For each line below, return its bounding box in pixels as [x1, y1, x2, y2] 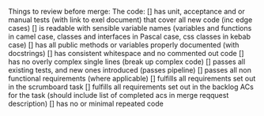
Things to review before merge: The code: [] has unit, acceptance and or [8, 7, 245, 16]
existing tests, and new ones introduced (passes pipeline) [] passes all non [8, 65, 251, 74]
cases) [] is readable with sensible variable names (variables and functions [8, 24, 252, 32]
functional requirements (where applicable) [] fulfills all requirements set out [8, 74, 256, 83]
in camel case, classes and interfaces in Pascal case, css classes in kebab [8, 32, 251, 41]
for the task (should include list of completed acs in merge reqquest [8, 91, 229, 99]
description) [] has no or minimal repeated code [8, 99, 164, 108]
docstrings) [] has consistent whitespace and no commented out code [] [8, 49, 244, 58]
